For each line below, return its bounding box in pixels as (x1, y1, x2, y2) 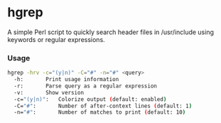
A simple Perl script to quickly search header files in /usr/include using (7, 28, 215, 36)
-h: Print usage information (14, 76, 119, 83)
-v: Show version (14, 89, 84, 96)
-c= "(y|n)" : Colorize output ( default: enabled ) (14, 95, 167, 103)
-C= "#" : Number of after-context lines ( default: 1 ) (14, 102, 193, 109)
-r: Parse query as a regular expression (14, 82, 158, 90)
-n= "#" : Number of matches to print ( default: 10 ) (14, 109, 186, 116)
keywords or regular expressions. (7, 35, 105, 43)
